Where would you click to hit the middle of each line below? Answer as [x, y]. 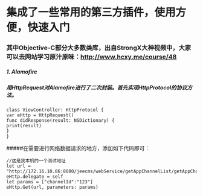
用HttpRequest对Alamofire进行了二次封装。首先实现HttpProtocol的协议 [97, 87]
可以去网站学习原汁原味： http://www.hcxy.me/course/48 [92, 57]
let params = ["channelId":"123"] [50, 182]
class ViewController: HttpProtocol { [55, 110]
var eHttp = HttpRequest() [40, 115]
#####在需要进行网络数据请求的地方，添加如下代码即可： [78, 148]
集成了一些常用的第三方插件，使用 [91, 12]
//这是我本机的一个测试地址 [36, 161]
